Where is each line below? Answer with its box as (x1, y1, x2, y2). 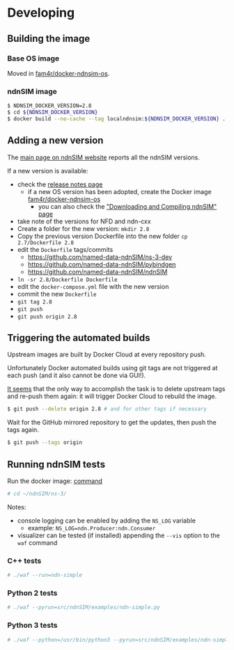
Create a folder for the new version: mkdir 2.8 (17, 224, 150, 232)
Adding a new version (7, 134, 104, 147)
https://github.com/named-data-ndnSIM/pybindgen (27, 260, 176, 269)
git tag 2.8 (17, 298, 52, 306)
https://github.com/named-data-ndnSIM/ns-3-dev (27, 253, 173, 261)
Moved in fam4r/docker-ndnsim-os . (7, 69, 110, 77)
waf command (17, 538, 58, 547)
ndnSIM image (7, 86, 58, 96)
